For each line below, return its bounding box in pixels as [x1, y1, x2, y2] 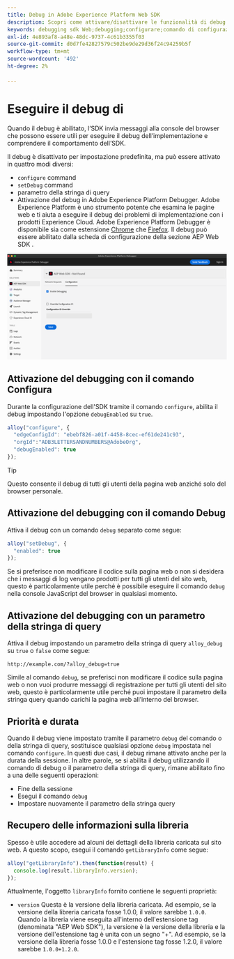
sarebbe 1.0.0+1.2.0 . [17, 945, 79, 953]
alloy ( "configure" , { [7, 424, 70, 431]
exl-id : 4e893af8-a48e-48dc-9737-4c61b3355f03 [7, 33, 145, 40]
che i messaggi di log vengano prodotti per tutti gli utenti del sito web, [7, 575, 208, 583]
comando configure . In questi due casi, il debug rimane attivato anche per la [7, 749, 226, 757]
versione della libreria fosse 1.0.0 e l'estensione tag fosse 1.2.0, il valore [17, 937, 223, 946]
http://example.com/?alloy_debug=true [7, 661, 120, 668]
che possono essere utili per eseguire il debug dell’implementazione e [7, 131, 208, 139]
